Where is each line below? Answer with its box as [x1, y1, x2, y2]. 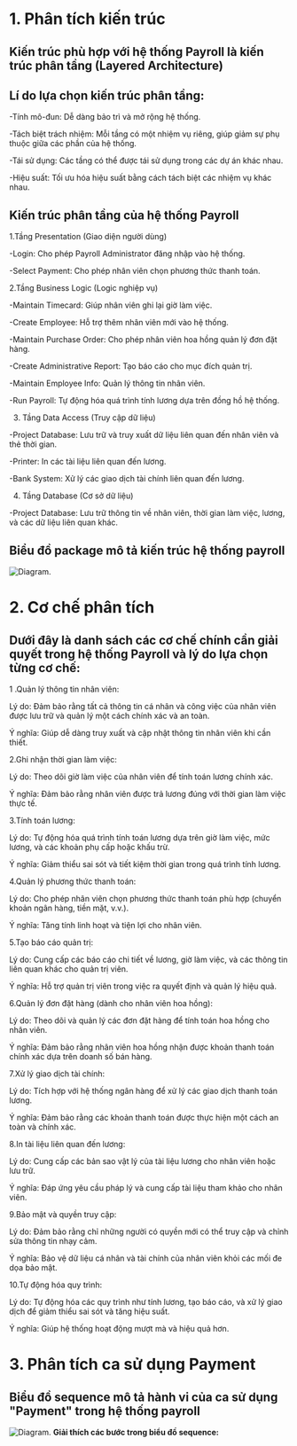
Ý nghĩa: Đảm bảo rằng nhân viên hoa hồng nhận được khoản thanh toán [9, 1042, 275, 1052]
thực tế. [9, 798, 38, 809]
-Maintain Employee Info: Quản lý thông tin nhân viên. [9, 378, 206, 389]
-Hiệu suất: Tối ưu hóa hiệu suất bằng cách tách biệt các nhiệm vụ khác [9, 173, 272, 184]
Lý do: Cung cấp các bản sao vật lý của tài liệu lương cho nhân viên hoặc [9, 1156, 277, 1167]
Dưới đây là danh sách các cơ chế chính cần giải [9, 632, 278, 647]
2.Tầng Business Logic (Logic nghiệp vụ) [9, 283, 159, 293]
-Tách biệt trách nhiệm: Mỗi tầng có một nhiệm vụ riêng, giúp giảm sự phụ [9, 129, 280, 139]
